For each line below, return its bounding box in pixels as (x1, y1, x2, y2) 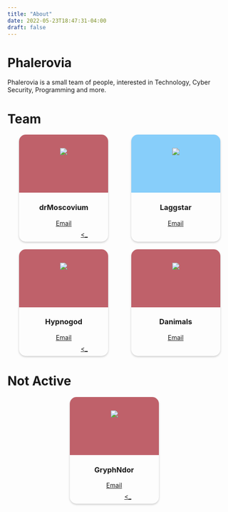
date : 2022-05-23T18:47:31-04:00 (7, 17, 107, 24)
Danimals (159, 317, 192, 327)
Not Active (7, 373, 71, 389)
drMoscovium (38, 203, 89, 213)
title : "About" (7, 10, 53, 18)
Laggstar (160, 203, 192, 213)
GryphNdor (93, 465, 135, 475)
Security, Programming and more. (7, 86, 107, 94)
